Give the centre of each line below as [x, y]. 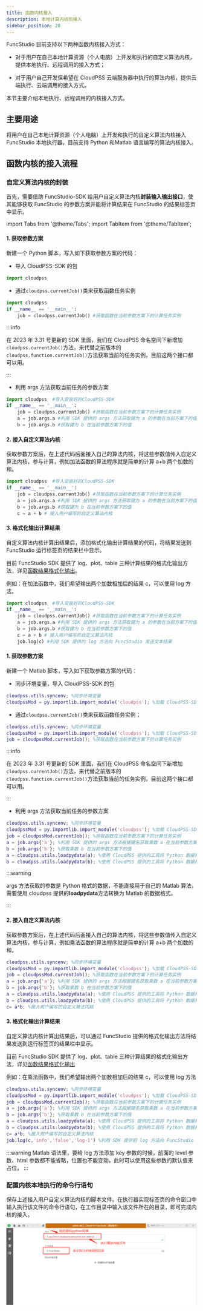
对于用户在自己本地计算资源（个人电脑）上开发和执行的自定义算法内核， [105, 57]
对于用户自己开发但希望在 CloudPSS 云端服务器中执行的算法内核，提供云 [106, 78]
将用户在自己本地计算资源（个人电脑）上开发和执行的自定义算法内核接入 [96, 135]
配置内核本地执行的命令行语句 [50, 1185]
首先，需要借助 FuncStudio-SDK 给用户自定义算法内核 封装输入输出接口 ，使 [100, 196]
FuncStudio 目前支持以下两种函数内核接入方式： [66, 44]
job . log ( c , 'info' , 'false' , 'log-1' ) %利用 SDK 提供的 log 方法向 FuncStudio [100, 1140]
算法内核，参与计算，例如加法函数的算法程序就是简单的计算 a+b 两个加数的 [100, 461]
